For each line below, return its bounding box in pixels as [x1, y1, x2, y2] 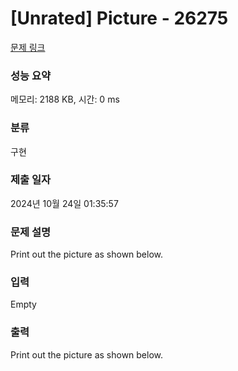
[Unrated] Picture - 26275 [10, 7, 229, 30]
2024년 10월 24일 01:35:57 [10, 197, 119, 209]
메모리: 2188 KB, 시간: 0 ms [10, 93, 120, 106]
